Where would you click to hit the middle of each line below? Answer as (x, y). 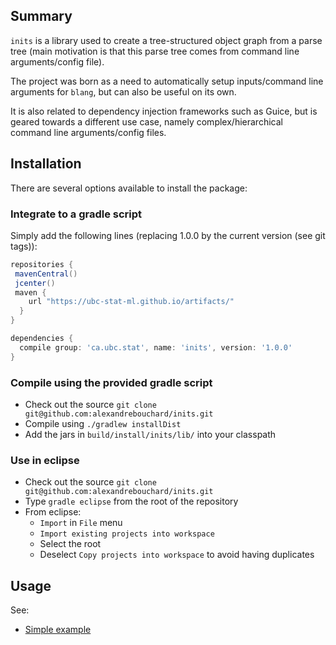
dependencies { (42, 339)
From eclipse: (53, 512)
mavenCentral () (46, 274)
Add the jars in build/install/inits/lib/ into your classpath (150, 434)
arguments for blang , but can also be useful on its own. (123, 91)
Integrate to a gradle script (76, 214)
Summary (41, 16)
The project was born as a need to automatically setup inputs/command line (167, 81)
